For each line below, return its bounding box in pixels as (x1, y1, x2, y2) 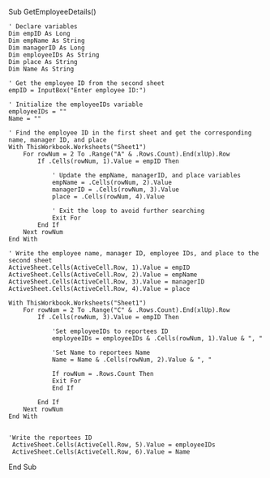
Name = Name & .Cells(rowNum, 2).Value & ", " (51, 356, 212, 364)
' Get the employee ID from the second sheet (8, 79, 165, 87)
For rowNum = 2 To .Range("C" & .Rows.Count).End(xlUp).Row (23, 306, 230, 314)
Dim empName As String (8, 36, 85, 45)
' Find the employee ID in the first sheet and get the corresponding (8, 129, 252, 137)
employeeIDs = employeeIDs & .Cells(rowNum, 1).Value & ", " (51, 335, 264, 343)
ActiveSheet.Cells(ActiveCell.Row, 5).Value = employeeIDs (11, 441, 216, 449)
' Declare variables (8, 23, 79, 31)
